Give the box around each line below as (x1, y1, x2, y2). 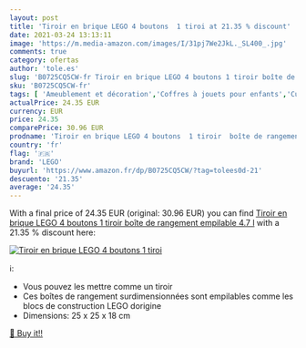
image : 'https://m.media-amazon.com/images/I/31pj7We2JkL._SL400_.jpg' (9, 38, 287, 48)
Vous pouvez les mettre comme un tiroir (22, 281, 173, 292)
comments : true (9, 47, 67, 56)
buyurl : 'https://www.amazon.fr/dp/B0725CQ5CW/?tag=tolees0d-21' (9, 166, 262, 175)
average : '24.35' (9, 183, 76, 192)
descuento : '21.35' (9, 174, 84, 183)
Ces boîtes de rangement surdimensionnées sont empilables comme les (22, 291, 294, 302)
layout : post (9, 13, 59, 23)
